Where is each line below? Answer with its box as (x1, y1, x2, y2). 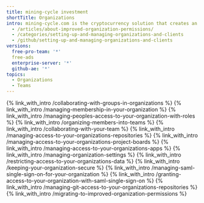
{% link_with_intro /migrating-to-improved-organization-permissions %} (6, 190, 188, 197)
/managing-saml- (151, 164, 195, 171)
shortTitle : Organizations (6, 15, 75, 21)
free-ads (12, 54, 34, 60)
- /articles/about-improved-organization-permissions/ (12, 26, 154, 32)
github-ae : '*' (12, 65, 51, 72)
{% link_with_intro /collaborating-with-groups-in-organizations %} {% (6, 99, 181, 107)
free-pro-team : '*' (12, 49, 62, 55)
